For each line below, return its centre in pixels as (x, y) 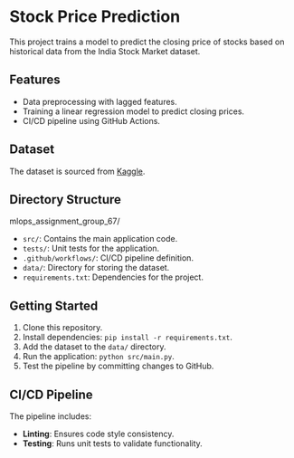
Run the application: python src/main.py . (98, 357)
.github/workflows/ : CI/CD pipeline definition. (108, 258)
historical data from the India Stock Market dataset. (105, 51)
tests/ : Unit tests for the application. (91, 248)
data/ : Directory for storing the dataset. (96, 268)
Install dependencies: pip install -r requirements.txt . (128, 338)
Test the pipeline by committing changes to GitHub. (118, 366)
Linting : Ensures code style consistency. (98, 434)
